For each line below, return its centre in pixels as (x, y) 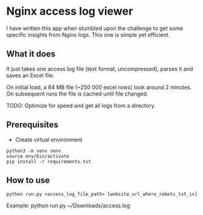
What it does (31, 54)
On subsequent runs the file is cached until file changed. (77, 94)
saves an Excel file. (30, 75)
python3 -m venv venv (34, 151)
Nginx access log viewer (70, 11)
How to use (28, 180)
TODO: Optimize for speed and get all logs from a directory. (81, 105)
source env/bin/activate (38, 156)
